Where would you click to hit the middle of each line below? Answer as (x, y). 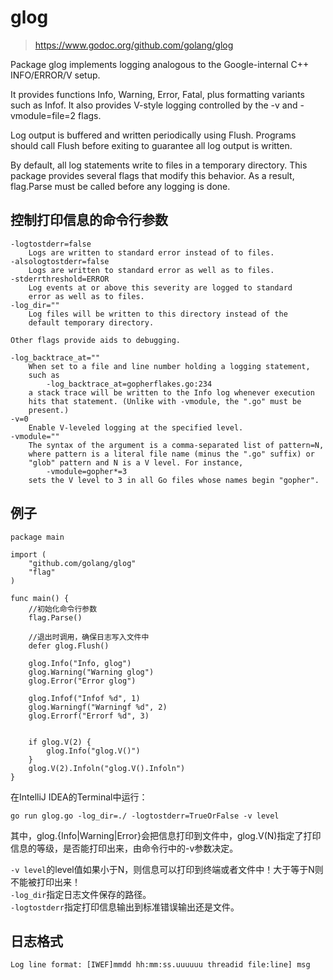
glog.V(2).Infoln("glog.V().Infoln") (107, 768)
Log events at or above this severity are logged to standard (160, 287)
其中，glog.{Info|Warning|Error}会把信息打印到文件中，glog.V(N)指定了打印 (166, 835)
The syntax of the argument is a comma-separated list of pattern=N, (176, 445)
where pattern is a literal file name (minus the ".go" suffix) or (171, 454)
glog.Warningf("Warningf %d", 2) (98, 707)
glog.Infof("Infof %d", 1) (84, 698)
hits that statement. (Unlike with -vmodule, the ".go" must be (165, 401)
